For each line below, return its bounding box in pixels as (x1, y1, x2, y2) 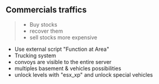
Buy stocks (29, 21, 58, 28)
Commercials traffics (5, 5, 87, 15)
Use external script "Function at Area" (14, 45, 109, 53)
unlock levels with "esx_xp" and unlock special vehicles (14, 71, 154, 78)
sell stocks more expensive (29, 33, 97, 41)
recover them (29, 27, 63, 34)
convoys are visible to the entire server (14, 58, 112, 65)
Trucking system (14, 51, 56, 59)
